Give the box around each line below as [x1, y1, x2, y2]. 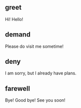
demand [5, 31, 31, 39]
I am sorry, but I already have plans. [5, 70, 77, 76]
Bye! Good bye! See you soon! [5, 97, 65, 103]
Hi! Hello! [5, 16, 23, 22]
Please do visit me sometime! [5, 43, 64, 49]
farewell [5, 84, 30, 92]
